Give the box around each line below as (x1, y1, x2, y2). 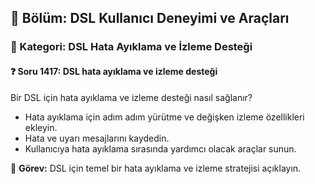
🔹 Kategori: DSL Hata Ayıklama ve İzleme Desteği (10, 40, 253, 54)
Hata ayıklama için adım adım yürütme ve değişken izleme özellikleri (24, 111, 305, 123)
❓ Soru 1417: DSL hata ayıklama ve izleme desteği (10, 65, 218, 77)
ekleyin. (24, 121, 58, 133)
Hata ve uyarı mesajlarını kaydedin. (24, 132, 170, 144)
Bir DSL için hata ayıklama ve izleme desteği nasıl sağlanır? (10, 91, 253, 103)
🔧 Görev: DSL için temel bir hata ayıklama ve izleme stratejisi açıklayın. (10, 162, 302, 174)
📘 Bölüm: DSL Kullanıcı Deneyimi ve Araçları (10, 10, 290, 27)
